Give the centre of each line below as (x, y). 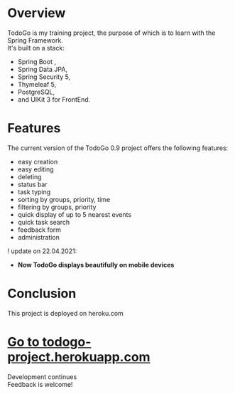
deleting (29, 176)
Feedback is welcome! (40, 384)
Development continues (42, 377)
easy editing (36, 169)
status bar (32, 184)
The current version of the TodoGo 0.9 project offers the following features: (118, 148)
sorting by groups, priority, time (64, 199)
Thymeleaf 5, (37, 84)
